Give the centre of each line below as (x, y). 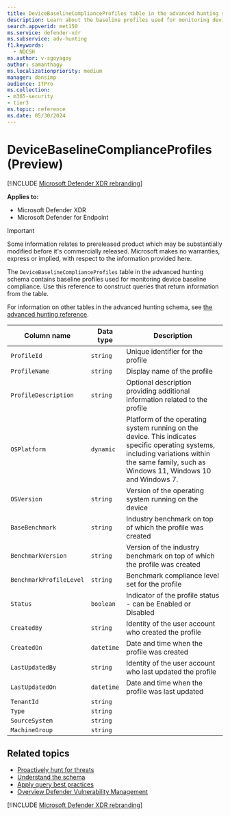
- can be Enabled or (159, 604)
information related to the (167, 399)
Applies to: (23, 196)
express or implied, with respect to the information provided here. (100, 258)
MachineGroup (32, 730)
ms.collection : (29, 90)
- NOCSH (24, 52)
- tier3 (18, 103)
